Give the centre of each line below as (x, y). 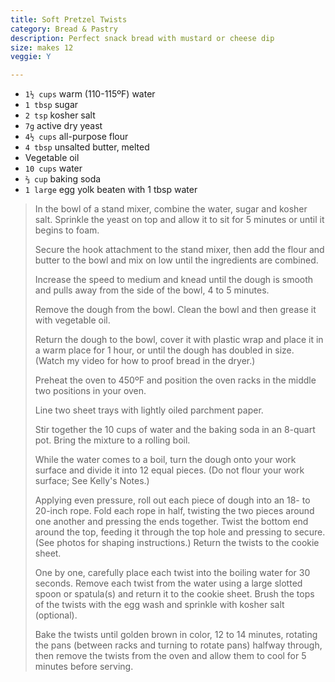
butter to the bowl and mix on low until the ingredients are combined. (176, 260)
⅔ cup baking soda (63, 179)
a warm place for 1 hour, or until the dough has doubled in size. (164, 350)
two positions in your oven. (90, 391)
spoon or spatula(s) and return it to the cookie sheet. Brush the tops (174, 594)
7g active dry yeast (63, 126)
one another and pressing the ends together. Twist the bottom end (171, 522)
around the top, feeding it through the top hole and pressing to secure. (180, 532)
